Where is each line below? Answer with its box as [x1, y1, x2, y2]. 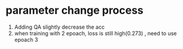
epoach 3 [14, 36, 38, 43]
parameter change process [5, 4, 144, 17]
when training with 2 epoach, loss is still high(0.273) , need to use [14, 29, 178, 36]
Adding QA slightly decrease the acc [14, 23, 105, 30]
